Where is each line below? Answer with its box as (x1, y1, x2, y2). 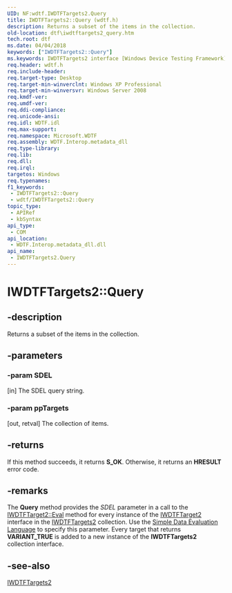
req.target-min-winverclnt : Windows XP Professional (7, 81, 162, 88)
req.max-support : (7, 126, 57, 133)
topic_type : (7, 203, 41, 210)
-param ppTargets (7, 404, 69, 413)
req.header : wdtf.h (7, 62, 64, 68)
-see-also (7, 560, 50, 572)
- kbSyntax (10, 216, 41, 223)
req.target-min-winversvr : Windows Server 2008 (7, 87, 147, 94)
